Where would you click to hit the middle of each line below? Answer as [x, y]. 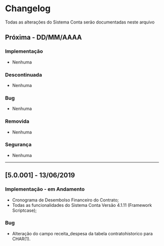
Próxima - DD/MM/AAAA [43, 37]
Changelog [28, 9]
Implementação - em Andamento [45, 189]
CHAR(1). [21, 239]
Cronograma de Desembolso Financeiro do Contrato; [65, 200]
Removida [17, 121]
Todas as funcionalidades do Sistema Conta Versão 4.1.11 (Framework [82, 205]
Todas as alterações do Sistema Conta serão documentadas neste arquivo [80, 22]
